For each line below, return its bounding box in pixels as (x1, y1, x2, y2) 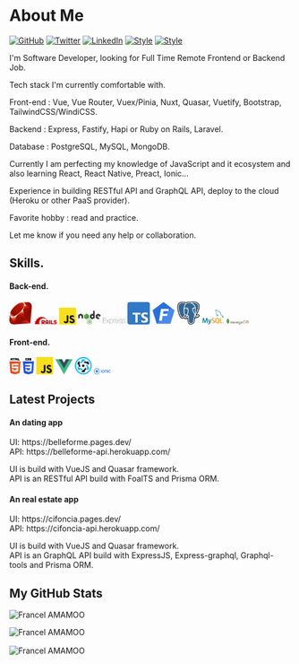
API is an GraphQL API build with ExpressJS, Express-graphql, (9, 550, 239, 561)
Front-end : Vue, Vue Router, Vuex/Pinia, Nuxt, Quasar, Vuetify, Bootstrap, (9, 96, 282, 108)
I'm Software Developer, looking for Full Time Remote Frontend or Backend (9, 52, 286, 63)
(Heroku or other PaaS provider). (9, 195, 130, 205)
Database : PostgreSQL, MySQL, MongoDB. (9, 141, 170, 152)
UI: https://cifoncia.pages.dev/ (9, 513, 122, 525)
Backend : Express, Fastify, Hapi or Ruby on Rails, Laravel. (9, 123, 224, 135)
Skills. (9, 256, 45, 271)
